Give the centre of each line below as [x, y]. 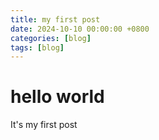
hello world [57, 97]
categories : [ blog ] [51, 38]
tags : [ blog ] [37, 47]
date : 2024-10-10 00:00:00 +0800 [80, 29]
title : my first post [55, 19]
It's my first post [44, 125]
